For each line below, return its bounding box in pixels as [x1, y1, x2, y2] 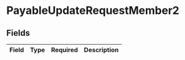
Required [51, 46, 78, 54]
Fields [6, 28, 31, 38]
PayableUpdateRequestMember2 [6, 4, 179, 18]
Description [83, 46, 119, 54]
